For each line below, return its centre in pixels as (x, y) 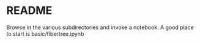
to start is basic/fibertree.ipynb (45, 33)
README (29, 11)
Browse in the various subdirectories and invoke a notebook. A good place (100, 27)
